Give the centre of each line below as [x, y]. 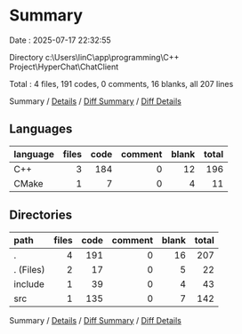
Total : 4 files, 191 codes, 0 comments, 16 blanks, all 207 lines [121, 83]
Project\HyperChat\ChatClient [64, 67]
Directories [41, 215]
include [29, 283]
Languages [41, 129]
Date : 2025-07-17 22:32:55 [60, 40]
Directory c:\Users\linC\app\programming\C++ [94, 57]
